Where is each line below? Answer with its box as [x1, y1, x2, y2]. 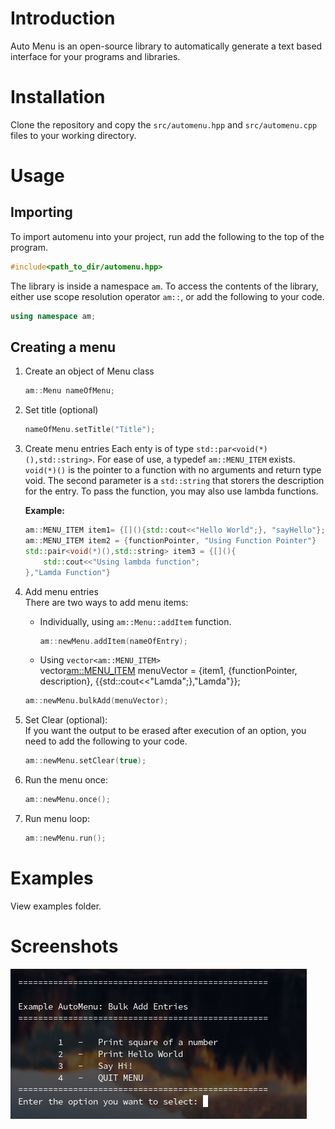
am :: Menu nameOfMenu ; [24, 386, 116, 396]
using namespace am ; [10, 311, 97, 321]
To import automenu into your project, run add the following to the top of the [10, 230, 325, 242]
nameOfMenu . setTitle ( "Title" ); [24, 425, 156, 435]
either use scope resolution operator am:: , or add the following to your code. [10, 290, 325, 302]
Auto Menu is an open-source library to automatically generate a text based [10, 40, 323, 52]
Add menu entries [24, 585, 99, 597]
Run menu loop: [24, 813, 90, 825]
